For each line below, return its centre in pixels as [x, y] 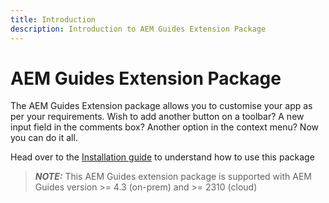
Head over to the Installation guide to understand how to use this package [162, 157]
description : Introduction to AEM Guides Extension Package [138, 29]
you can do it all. [44, 138]
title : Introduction [53, 19]
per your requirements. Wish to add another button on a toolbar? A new [157, 117]
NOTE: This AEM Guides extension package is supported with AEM [173, 177]
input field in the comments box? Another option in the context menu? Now [164, 127]
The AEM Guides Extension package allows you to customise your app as [161, 106]
